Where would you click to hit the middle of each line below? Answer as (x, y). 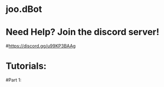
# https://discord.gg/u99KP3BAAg (41, 46)
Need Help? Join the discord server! (83, 32)
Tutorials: (26, 66)
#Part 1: (14, 80)
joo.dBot (24, 9)
